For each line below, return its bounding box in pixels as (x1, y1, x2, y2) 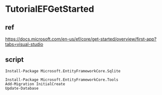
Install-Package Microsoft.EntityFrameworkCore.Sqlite (5, 68, 121, 73)
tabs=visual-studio (5, 41, 44, 47)
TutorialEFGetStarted (5, 3, 94, 15)
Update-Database (5, 86, 39, 91)
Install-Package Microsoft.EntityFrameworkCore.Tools (5, 77, 119, 82)
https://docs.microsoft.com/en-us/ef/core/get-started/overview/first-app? (5, 36, 157, 42)
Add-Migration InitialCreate (5, 81, 65, 87)
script (5, 56, 24, 64)
